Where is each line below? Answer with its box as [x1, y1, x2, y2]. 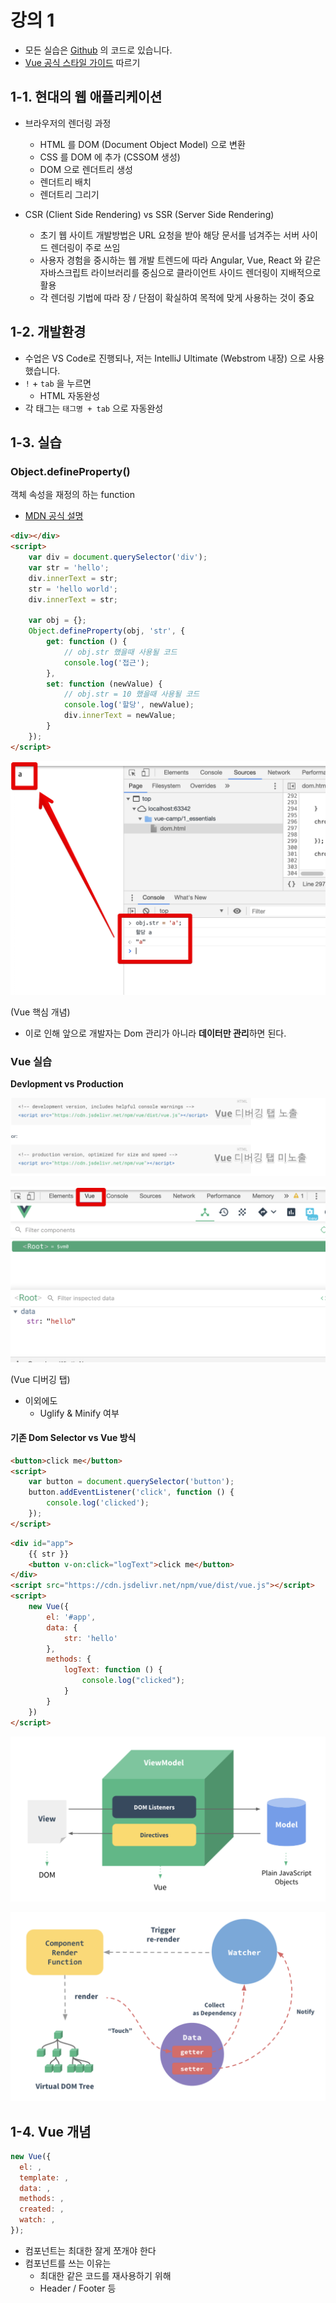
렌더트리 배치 [39, 176, 92, 188]
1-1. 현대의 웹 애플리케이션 [10, 89, 163, 106]
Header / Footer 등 [39, 2282, 117, 2294]
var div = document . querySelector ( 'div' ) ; [28, 552, 208, 562]
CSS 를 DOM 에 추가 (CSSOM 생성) [39, 151, 181, 163]
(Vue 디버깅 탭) [10, 1373, 71, 1385]
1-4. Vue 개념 [10, 2123, 92, 2140]
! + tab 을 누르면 [24, 377, 92, 389]
